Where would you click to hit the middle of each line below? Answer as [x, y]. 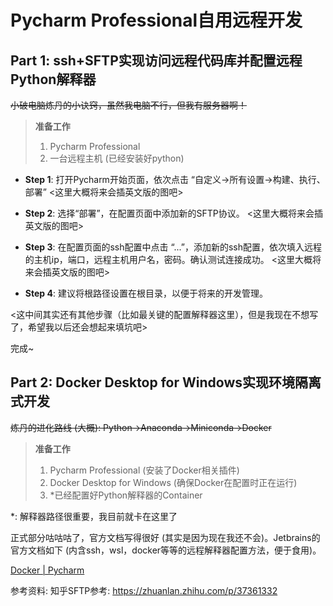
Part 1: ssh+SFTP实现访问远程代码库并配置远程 [156, 60]
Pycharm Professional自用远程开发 [156, 20]
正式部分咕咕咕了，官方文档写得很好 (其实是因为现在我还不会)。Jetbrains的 [165, 537]
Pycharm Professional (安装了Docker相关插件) [144, 470]
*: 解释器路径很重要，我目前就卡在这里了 [94, 516]
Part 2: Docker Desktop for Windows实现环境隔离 [166, 382]
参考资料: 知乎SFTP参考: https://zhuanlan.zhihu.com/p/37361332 [144, 590]
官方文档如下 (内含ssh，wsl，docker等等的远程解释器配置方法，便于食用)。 [166, 550]
